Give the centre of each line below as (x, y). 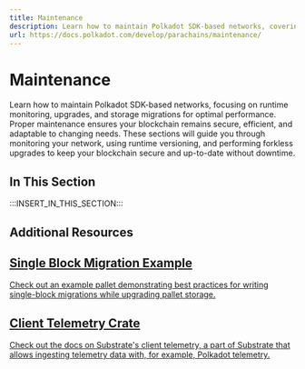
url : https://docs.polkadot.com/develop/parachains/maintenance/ (135, 35)
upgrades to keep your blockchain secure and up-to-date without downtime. (152, 153)
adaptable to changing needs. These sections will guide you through (138, 134)
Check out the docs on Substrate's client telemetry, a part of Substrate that (150, 345)
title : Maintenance (46, 18)
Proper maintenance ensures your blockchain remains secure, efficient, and (151, 125)
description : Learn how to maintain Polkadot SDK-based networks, (138, 26)
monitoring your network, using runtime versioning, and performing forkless (151, 144)
